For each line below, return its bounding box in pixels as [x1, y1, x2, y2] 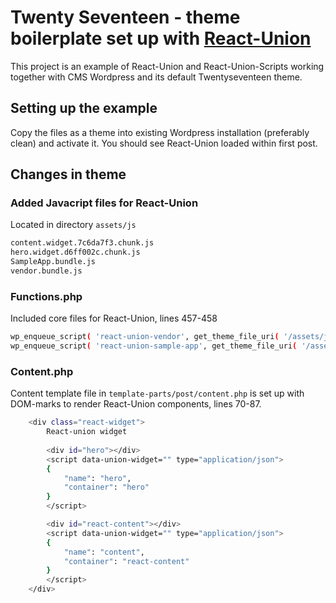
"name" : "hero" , [63, 473, 132, 483]
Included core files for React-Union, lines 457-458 [10, 312, 218, 325]
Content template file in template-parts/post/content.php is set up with [10, 387, 305, 400]
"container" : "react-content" [63, 556, 190, 566]
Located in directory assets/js [10, 219, 137, 231]
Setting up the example [10, 100, 158, 117]
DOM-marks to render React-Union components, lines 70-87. [10, 398, 262, 410]
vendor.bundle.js [10, 266, 83, 276]
